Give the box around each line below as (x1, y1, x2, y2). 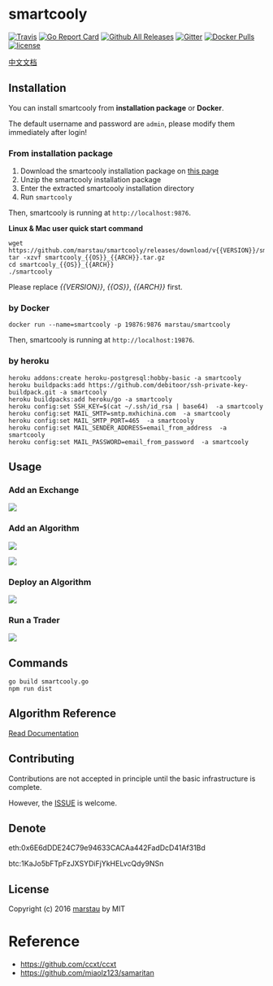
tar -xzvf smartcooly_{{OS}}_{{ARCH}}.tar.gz (8, 254, 165, 262)
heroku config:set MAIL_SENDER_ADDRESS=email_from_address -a (8, 424, 227, 432)
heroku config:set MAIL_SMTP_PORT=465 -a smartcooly (8, 417, 195, 425)
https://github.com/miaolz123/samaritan (19, 968, 154, 978)
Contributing (8, 752, 75, 766)
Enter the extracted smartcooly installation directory (19, 184, 195, 194)
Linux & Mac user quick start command (8, 224, 144, 233)
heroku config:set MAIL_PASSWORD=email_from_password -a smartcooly (8, 438, 249, 446)
